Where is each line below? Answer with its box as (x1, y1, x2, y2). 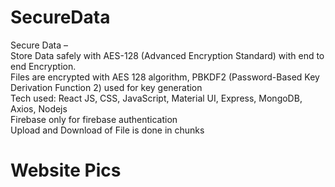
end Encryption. (10, 60, 77, 72)
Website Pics (10, 159, 122, 182)
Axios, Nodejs (10, 102, 68, 115)
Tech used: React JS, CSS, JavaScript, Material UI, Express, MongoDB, (10, 92, 303, 104)
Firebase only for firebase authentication (10, 113, 178, 125)
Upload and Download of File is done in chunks (10, 124, 205, 136)
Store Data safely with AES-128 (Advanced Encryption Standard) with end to (10, 49, 325, 61)
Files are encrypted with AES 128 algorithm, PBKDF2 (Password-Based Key (10, 71, 320, 83)
